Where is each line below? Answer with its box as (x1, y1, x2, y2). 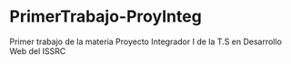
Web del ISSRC (9, 45, 66, 56)
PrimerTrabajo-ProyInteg (9, 6, 202, 27)
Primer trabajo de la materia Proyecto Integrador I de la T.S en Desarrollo (9, 36, 282, 47)
